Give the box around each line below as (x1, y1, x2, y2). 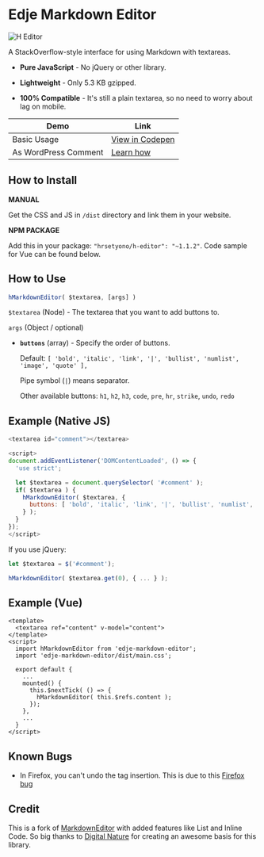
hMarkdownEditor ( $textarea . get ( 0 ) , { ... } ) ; (8, 574, 169, 582)
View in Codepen (110, 133, 175, 144)
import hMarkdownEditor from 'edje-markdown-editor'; (15, 645, 197, 653)
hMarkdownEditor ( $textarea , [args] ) (8, 293, 136, 301)
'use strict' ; (15, 464, 62, 472)
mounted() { (22, 679, 62, 687)
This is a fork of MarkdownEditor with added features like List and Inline (8, 823, 243, 832)
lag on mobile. (19, 101, 67, 111)
